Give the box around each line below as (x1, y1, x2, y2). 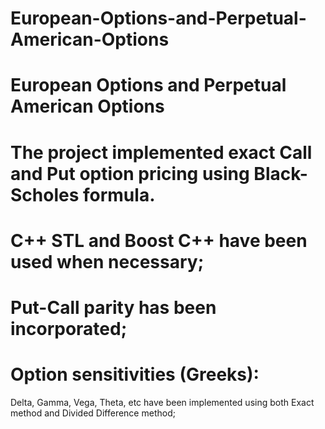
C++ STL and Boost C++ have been (10, 229, 308, 252)
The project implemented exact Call (10, 141, 313, 164)
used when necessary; (10, 250, 205, 273)
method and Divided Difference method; (10, 407, 176, 419)
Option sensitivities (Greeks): (10, 363, 260, 386)
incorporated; (10, 317, 128, 340)
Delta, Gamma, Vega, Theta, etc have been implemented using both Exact (10, 396, 315, 408)
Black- (253, 162, 308, 185)
